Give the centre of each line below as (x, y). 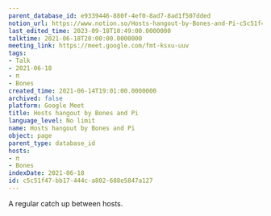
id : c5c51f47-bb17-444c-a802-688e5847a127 (81, 181)
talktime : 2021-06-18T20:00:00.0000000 (75, 38)
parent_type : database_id (52, 143)
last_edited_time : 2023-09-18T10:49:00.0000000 (90, 31)
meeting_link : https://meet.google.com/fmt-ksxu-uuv (99, 46)
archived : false (35, 98)
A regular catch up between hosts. (66, 203)
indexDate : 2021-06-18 (46, 173)
